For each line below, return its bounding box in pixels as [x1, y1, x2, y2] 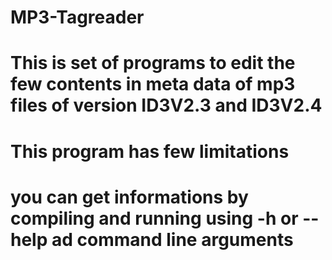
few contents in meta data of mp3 [10, 73, 296, 96]
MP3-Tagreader [10, 6, 145, 29]
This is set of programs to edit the [10, 52, 296, 75]
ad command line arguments [51, 228, 294, 251]
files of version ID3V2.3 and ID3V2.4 [10, 94, 323, 117]
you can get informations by [10, 186, 249, 208]
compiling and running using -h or [10, 207, 299, 230]
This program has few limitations [10, 140, 290, 163]
